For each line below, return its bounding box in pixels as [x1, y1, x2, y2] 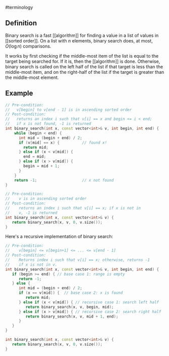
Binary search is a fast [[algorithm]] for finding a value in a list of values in [5, 32, 159, 38]
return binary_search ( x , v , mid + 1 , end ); [25, 314, 119, 319]
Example [5, 89, 33, 98]
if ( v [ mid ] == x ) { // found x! [18, 140, 107, 145]
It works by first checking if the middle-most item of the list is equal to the [5, 53, 159, 59]
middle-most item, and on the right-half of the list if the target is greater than [5, 69, 164, 75]
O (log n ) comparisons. [5, 43, 51, 49]
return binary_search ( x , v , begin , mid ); [25, 304, 114, 309]
